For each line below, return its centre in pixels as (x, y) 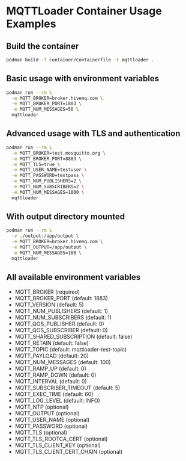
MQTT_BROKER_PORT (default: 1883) (61, 298)
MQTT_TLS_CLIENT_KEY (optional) (58, 445)
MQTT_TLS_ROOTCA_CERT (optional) (61, 439)
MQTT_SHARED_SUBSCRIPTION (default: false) (73, 336)
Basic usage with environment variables (83, 79)
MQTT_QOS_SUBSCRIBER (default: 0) (61, 330)
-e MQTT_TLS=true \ (36, 164)
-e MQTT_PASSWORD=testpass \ (48, 176)
